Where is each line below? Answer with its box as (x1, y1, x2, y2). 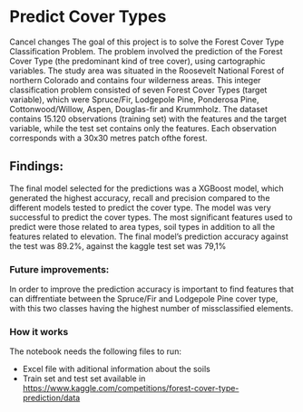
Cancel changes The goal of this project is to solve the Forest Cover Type (9, 36, 284, 47)
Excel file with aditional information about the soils (22, 364, 210, 375)
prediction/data (22, 392, 81, 404)
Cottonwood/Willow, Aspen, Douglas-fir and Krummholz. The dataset (9, 103, 269, 114)
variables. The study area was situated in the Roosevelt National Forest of (9, 65, 285, 76)
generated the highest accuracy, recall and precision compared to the (9, 192, 270, 203)
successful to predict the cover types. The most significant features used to (9, 211, 293, 223)
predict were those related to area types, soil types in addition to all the (9, 221, 275, 232)
